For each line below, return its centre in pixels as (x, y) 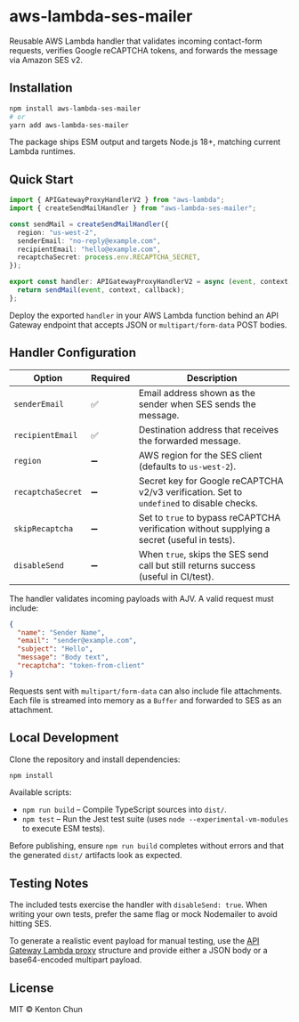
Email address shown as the (197, 393)
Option (48, 377)
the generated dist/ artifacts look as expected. (96, 856)
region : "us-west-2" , (57, 232)
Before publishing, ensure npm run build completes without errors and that (147, 846)
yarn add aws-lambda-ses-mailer (69, 125)
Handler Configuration (73, 353)
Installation (41, 88)
